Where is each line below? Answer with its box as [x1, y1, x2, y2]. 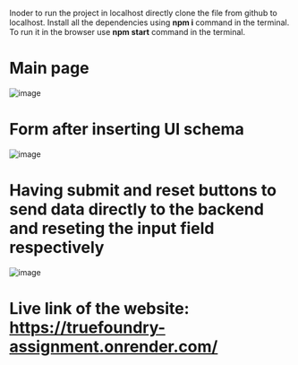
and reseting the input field [9, 219, 215, 239]
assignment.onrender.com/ [9, 336, 218, 357]
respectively [9, 238, 105, 258]
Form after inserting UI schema [9, 119, 244, 140]
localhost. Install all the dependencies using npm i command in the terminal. [9, 17, 290, 28]
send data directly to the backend [9, 199, 264, 220]
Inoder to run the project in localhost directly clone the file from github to [9, 8, 277, 18]
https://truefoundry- [9, 317, 166, 337]
